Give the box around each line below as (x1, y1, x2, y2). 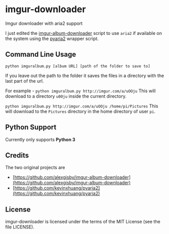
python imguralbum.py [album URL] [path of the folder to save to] (5, 63, 151, 69)
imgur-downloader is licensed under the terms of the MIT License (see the (5, 219, 160, 225)
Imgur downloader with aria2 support (5, 20, 83, 26)
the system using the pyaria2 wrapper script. (5, 35, 99, 42)
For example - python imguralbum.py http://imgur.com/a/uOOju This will (5, 88, 156, 94)
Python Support (5, 123, 57, 132)
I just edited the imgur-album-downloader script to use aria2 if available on (5, 30, 162, 36)
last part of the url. (5, 77, 44, 84)
